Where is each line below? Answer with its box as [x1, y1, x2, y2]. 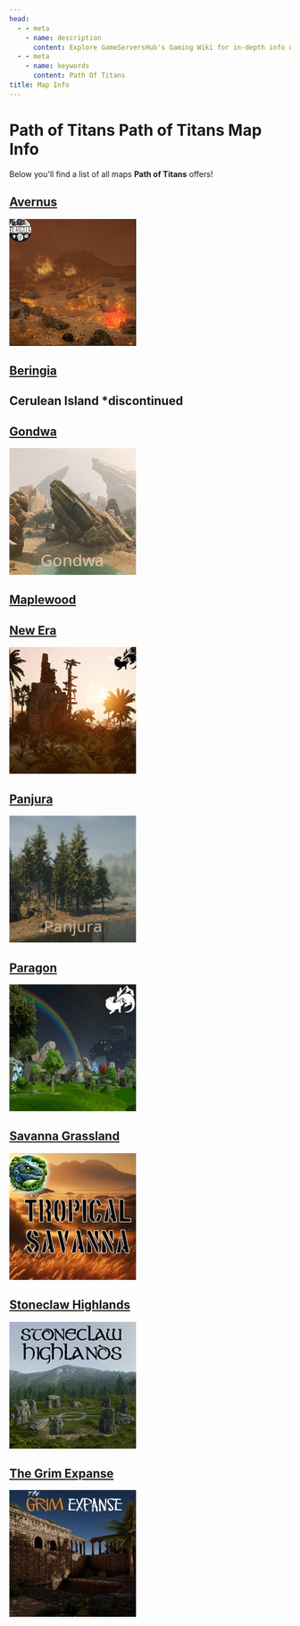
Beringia [9, 363, 57, 378]
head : [9, 14, 29, 23]
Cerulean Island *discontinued [9, 393, 184, 409]
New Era [9, 622, 57, 638]
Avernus [9, 195, 58, 210]
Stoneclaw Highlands [9, 1297, 131, 1313]
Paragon [9, 960, 58, 975]
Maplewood [9, 593, 77, 608]
